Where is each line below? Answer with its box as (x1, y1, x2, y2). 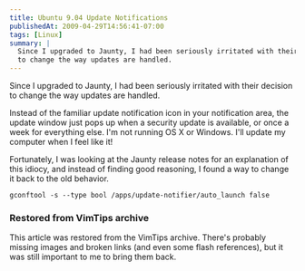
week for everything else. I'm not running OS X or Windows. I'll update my (9, 127, 286, 137)
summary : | (9, 38, 51, 48)
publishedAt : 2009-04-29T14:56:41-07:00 (9, 22, 165, 31)
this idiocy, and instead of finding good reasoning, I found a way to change (9, 164, 290, 174)
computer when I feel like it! (9, 137, 113, 147)
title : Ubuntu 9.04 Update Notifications (9, 13, 169, 23)
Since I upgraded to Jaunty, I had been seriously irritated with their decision (9, 81, 293, 91)
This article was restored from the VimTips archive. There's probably (9, 232, 266, 243)
